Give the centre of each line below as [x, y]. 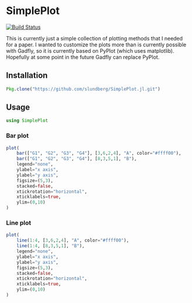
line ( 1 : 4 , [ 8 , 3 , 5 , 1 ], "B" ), [50, 246]
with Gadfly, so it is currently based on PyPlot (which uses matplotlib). [90, 50]
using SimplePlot [27, 121]
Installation [27, 75]
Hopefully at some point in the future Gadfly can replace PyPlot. [83, 57]
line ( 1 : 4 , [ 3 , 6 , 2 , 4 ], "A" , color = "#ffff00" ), [73, 241]
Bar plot [18, 136]
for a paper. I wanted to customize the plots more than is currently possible [96, 45]
